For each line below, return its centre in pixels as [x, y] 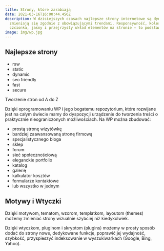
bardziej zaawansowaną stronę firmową [52, 134]
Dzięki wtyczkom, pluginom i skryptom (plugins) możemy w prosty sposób [80, 228]
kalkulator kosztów [31, 175]
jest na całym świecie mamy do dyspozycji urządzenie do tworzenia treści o [82, 114]
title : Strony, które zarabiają [38, 10]
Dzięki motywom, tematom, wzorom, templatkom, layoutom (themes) [74, 213]
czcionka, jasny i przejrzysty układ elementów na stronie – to [76, 28]
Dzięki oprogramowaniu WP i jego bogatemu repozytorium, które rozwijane [81, 109]
